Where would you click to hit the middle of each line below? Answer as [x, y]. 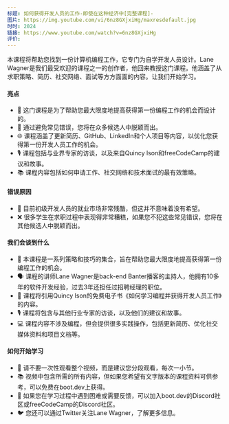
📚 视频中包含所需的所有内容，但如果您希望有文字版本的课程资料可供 [115, 376]
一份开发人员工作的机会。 [65, 144]
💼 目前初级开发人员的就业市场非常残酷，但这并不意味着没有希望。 [110, 208]
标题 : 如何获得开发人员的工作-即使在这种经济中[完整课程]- [80, 13]
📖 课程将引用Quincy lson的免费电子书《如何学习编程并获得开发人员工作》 [119, 295]
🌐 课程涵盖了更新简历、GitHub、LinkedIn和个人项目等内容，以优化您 [115, 136]
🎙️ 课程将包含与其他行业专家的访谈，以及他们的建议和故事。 [101, 313]
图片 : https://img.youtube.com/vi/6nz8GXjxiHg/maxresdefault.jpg [102, 20]
